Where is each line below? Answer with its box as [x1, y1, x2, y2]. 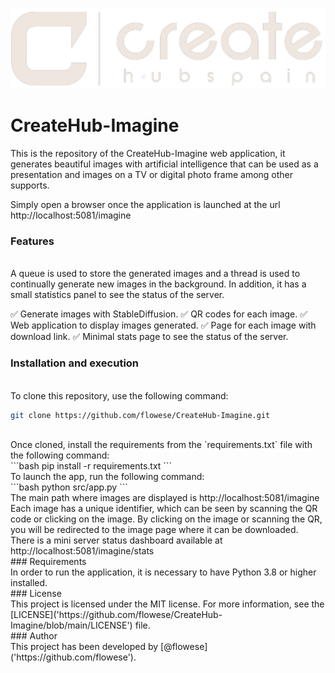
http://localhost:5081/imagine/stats [10, 545, 155, 557]
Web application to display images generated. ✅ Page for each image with [10, 319, 317, 332]
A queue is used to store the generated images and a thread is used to [10, 268, 301, 280]
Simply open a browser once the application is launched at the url [10, 198, 281, 210]
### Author [10, 630, 58, 642]
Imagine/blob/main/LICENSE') [10, 619, 133, 632]
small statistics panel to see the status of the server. [10, 289, 225, 301]
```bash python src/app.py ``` [10, 481, 128, 493]
